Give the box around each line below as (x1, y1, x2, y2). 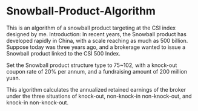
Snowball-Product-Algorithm (6, 4, 156, 18)
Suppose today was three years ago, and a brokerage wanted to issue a (6, 43, 186, 51)
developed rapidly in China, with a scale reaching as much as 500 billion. (6, 37, 188, 44)
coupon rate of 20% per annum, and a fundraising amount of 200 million (6, 68, 188, 75)
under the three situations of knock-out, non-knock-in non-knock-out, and (6, 92, 192, 100)
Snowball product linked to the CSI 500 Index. (6, 49, 121, 57)
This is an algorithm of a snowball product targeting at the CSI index (6, 24, 176, 31)
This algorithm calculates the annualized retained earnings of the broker (6, 86, 186, 93)
